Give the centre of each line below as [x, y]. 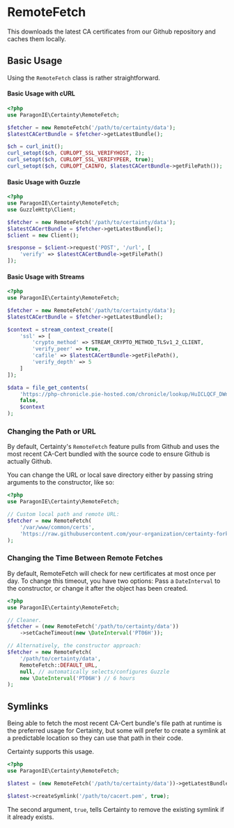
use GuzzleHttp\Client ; [42, 209]
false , [29, 401]
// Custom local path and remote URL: [63, 515]
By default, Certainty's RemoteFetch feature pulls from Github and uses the [113, 447]
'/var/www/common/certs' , [57, 527]
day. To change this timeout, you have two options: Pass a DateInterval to [114, 581]
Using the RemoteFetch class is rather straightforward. [84, 77]
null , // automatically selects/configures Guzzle [95, 672]
